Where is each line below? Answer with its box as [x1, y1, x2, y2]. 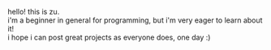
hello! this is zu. [7, 7, 60, 16]
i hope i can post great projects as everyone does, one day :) [7, 32, 211, 42]
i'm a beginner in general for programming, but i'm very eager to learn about [7, 15, 263, 25]
